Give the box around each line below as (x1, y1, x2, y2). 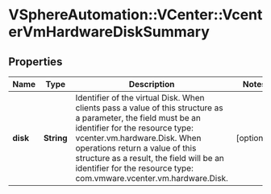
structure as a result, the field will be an (75, 153, 224, 163)
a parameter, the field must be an (75, 113, 202, 123)
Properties (8, 55, 63, 68)
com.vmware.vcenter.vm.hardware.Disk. (75, 173, 228, 184)
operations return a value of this (75, 142, 197, 154)
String (43, 133, 68, 143)
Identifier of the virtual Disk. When (75, 93, 205, 103)
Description (128, 79, 175, 89)
